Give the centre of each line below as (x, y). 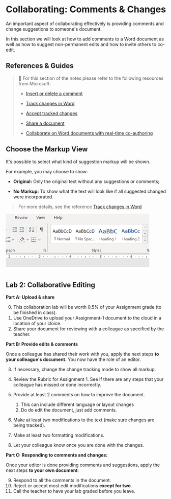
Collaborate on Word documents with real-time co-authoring (89, 133)
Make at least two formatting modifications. (59, 435)
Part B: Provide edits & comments (42, 344)
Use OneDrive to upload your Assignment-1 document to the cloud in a (87, 318)
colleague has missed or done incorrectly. (57, 385)
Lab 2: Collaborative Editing (51, 285)
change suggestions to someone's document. (54, 29)
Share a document (45, 123)
